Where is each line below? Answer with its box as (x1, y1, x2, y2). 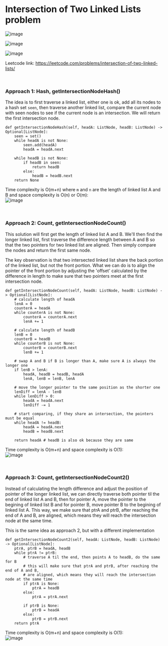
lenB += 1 (23, 350, 44, 355)
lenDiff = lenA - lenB (14, 389, 62, 394)
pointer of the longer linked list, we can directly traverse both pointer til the (5, 491, 159, 497)
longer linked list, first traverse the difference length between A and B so (5, 236, 155, 243)
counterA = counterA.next (23, 314, 78, 319)
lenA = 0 (14, 301, 33, 306)
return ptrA (14, 620, 39, 626)
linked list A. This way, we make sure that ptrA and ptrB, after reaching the (5, 507, 158, 513)
